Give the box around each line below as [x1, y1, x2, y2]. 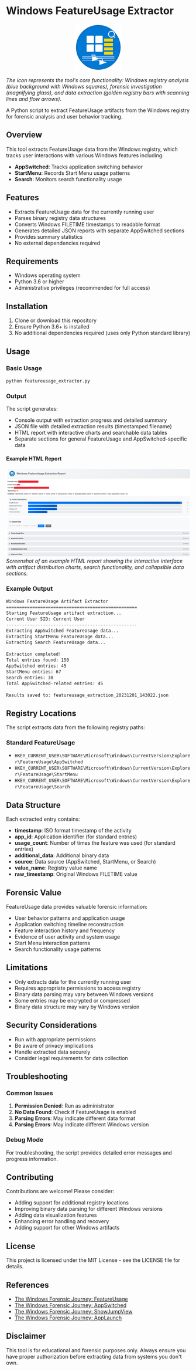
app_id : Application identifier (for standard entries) [14, 833, 137, 840]
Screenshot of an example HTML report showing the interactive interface [6, 557, 183, 564]
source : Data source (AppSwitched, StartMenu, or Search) [14, 858, 156, 865]
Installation [6, 301, 48, 312]
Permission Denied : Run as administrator [14, 1102, 115, 1109]
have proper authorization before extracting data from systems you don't [6, 1353, 182, 1360]
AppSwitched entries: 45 [6, 663, 67, 669]
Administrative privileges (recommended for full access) [14, 285, 150, 292]
